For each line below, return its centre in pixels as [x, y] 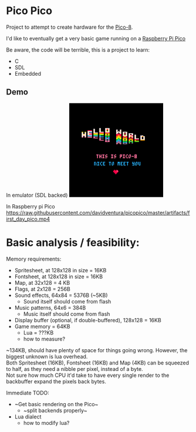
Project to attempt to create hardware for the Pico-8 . [70, 27]
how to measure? [44, 339]
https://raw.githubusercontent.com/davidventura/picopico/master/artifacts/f [98, 212]
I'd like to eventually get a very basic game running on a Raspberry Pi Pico [96, 38]
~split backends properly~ [55, 410]
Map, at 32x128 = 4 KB [42, 282]
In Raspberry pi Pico [31, 206]
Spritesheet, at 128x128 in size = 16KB [60, 270]
